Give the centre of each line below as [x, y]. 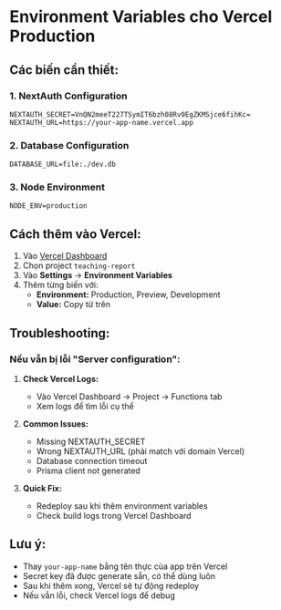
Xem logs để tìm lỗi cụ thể [85, 406]
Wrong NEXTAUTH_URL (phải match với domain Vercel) [140, 451]
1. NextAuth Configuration [68, 96]
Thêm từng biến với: [60, 285]
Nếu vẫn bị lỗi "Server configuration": [95, 359]
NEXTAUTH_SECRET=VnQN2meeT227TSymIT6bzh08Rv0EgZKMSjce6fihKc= [130, 114]
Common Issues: [56, 424]
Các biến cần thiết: [64, 70]
